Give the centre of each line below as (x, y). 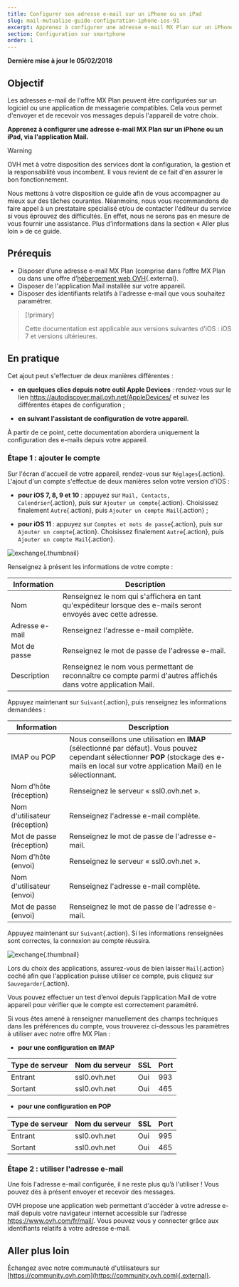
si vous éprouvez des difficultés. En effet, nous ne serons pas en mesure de (118, 216)
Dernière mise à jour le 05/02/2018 (60, 61)
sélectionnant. (93, 775)
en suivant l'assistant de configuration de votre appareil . (103, 418)
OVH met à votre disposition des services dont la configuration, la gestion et (119, 164)
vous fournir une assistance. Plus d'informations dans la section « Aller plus (118, 223)
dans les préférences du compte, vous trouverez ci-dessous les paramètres (118, 1026)
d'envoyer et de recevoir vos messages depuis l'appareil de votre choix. (113, 115)
